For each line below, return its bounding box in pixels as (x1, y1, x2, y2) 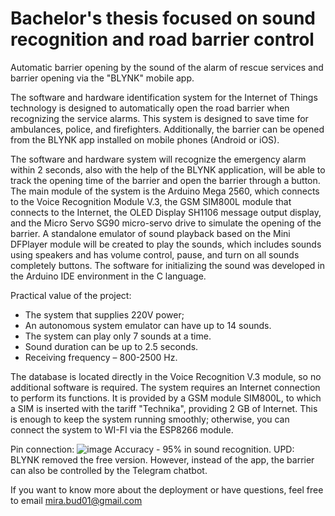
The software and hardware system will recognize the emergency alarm (10, 153, 307, 165)
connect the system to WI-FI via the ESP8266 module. (10, 423, 234, 436)
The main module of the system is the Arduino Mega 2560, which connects (10, 185, 320, 197)
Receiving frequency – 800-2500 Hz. (24, 351, 178, 363)
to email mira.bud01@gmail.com (10, 494, 143, 506)
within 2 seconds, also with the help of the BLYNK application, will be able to (10, 163, 326, 176)
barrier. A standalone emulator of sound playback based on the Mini (10, 227, 291, 239)
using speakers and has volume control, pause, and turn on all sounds (10, 248, 300, 261)
